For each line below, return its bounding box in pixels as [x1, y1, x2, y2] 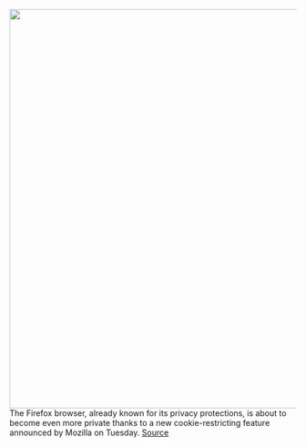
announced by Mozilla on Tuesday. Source [9, 427, 169, 438]
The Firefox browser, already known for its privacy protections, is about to [9, 408, 287, 419]
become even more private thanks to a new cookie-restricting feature [9, 418, 270, 428]
